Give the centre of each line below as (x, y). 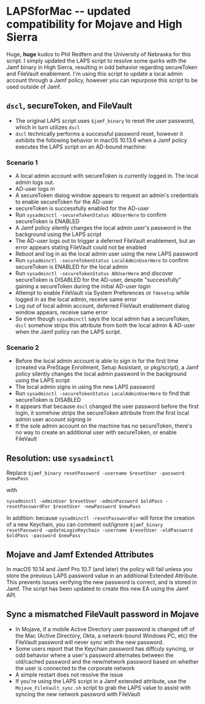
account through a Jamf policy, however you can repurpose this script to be (102, 80)
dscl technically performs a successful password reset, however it (99, 133)
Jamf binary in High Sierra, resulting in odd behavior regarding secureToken (102, 67)
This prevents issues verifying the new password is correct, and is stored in (102, 582)
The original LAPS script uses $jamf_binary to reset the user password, (105, 120)
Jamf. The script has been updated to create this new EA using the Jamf (97, 588)
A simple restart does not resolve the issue (69, 675)
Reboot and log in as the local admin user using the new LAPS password (106, 254)
